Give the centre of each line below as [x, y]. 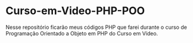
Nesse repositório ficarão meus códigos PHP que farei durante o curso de [96, 27]
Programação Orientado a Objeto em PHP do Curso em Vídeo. [82, 33]
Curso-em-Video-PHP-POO [75, 11]
